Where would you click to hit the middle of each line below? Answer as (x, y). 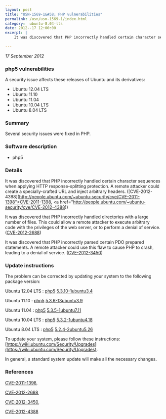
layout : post (19, 10)
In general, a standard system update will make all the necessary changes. (81, 359)
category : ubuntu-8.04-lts (34, 23)
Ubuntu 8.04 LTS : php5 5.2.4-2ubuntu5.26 (49, 329)
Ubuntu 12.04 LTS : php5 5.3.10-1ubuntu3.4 (49, 291)
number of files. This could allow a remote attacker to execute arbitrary (77, 222)
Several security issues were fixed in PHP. (48, 134)
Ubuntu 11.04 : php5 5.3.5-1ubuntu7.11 (43, 310)
